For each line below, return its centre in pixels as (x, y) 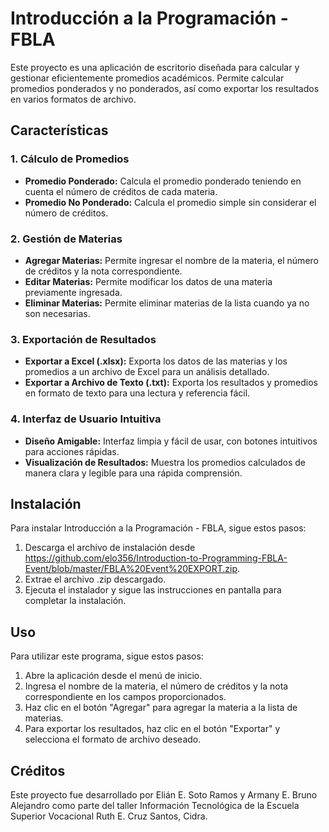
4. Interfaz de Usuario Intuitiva (86, 419)
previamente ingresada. (73, 292)
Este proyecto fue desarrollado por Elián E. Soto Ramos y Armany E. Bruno (164, 794)
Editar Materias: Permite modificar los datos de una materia (148, 281)
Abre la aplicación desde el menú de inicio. (113, 676)
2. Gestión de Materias (66, 239)
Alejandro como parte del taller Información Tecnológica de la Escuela (155, 805)
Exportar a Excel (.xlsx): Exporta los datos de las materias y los (156, 361)
